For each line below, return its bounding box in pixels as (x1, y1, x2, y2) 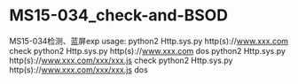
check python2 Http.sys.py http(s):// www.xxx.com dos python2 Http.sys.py (9, 45, 286, 56)
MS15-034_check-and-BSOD (9, 5, 229, 26)
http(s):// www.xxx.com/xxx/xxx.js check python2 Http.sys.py (9, 55, 233, 65)
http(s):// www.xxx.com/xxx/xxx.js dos (9, 64, 148, 75)
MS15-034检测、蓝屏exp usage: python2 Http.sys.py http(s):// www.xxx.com (9, 35, 289, 46)
